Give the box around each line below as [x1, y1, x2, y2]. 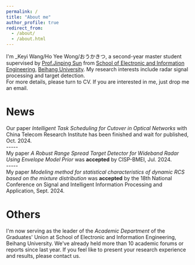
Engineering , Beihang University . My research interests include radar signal [6, 66, 189, 72]
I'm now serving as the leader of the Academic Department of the [6, 227, 166, 234]
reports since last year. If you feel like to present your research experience [6, 246, 186, 253]
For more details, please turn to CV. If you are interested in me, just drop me [6, 78, 190, 85]
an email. [6, 85, 28, 91]
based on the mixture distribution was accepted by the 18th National [6, 174, 172, 181]
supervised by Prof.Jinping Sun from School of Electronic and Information [6, 59, 185, 67]
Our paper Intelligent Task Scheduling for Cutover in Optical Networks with [6, 124, 187, 131]
